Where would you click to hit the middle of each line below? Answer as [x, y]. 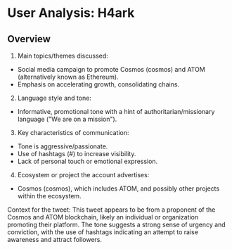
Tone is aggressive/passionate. [63, 146]
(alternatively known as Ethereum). [68, 77]
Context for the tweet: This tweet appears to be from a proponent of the [111, 210]
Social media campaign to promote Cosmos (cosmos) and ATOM [111, 69]
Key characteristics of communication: [73, 133]
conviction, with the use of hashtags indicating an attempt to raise [103, 232]
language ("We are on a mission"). [67, 119]
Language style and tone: [54, 98]
